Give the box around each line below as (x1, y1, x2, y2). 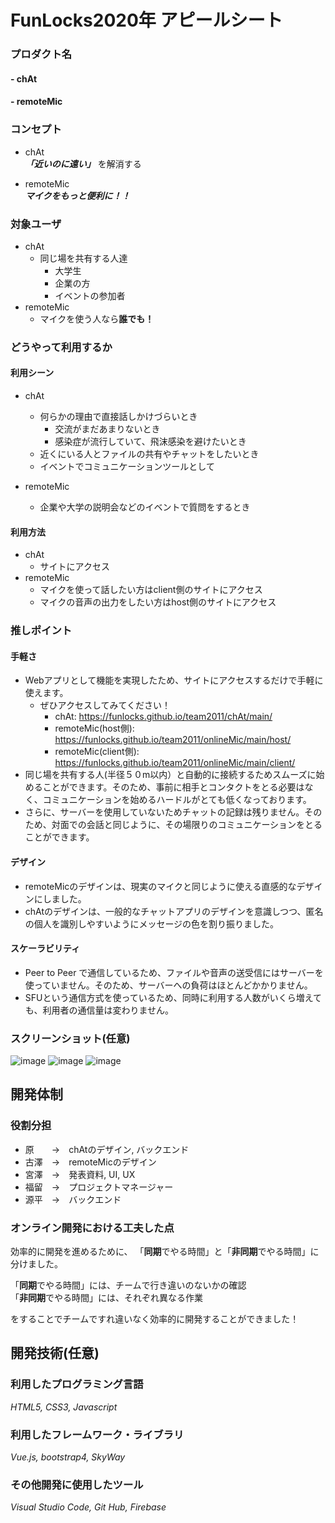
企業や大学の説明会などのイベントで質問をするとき (39, 501, 251, 513)
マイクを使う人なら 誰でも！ (39, 312, 155, 325)
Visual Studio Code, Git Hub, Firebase (10, 1501, 167, 1513)
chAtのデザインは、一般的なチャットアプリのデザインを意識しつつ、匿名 (24, 905, 324, 917)
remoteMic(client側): (54, 746, 140, 758)
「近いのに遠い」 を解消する (24, 157, 142, 170)
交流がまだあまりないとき (54, 423, 161, 435)
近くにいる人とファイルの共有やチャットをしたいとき (39, 448, 260, 460)
